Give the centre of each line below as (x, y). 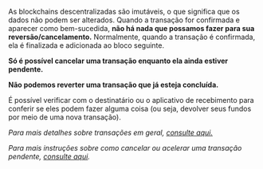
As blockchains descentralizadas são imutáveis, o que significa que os (124, 12)
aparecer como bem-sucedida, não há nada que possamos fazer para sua (131, 28)
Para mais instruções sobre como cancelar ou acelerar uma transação (125, 148)
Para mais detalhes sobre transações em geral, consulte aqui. (111, 132)
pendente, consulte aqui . (49, 156)
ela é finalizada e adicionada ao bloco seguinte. (86, 45)
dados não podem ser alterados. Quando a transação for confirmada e (124, 20)
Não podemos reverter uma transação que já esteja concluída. (114, 84)
